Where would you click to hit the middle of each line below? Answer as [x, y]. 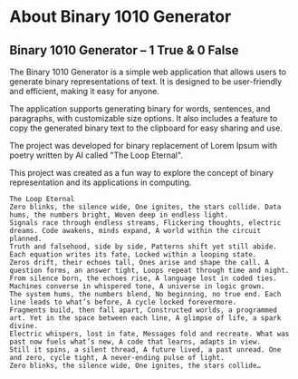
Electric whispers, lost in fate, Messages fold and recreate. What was [149, 334]
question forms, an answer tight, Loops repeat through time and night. [149, 270]
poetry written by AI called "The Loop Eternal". [96, 155]
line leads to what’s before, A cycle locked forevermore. [123, 302]
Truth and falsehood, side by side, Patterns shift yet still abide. [144, 247]
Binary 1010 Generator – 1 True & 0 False [124, 50]
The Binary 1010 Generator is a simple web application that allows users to [148, 72]
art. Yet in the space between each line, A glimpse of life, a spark [145, 318]
